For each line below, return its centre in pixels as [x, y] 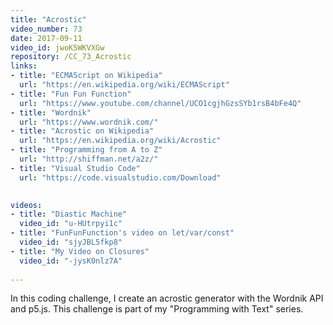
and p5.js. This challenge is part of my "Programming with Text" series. [157, 309]
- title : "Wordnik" [51, 112]
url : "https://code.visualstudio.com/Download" [120, 177]
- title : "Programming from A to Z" [86, 150]
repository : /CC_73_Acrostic [71, 57]
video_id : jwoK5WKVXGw [57, 47]
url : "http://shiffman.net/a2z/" [89, 159]
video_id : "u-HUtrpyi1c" [71, 224]
